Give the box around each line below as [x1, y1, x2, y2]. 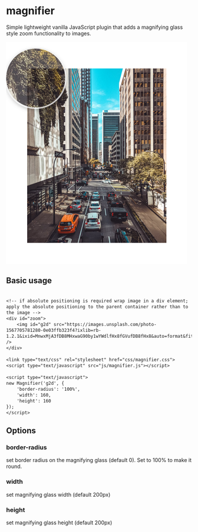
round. [6, 463, 22, 470]
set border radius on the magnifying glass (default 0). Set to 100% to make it [6, 457, 192, 464]
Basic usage [6, 275, 52, 286]
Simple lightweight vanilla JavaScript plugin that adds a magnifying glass [6, 24, 183, 31]
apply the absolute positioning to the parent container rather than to [6, 304, 189, 310]
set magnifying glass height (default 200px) [6, 519, 113, 526]
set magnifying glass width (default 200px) [6, 491, 111, 498]
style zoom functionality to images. [6, 29, 91, 36]
